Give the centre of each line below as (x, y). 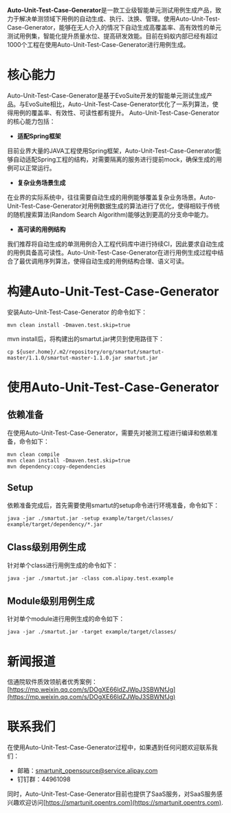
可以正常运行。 (34, 168)
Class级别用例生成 (46, 547)
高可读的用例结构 (41, 229)
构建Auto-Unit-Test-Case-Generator (113, 292)
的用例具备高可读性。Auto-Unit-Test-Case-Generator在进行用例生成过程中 (112, 252)
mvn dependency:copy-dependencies (57, 467)
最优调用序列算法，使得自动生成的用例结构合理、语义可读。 (103, 261)
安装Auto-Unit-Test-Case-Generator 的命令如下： (77, 312)
